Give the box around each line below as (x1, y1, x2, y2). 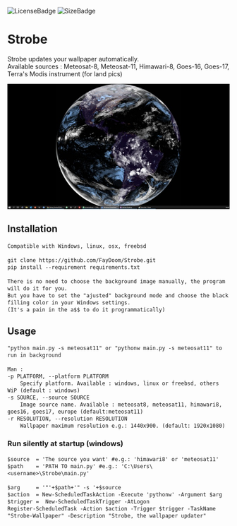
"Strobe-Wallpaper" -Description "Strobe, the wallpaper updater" (7, 512, 207, 519)
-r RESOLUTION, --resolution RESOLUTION (7, 415, 128, 423)
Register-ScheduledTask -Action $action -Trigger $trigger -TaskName (7, 505, 217, 512)
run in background (7, 352, 61, 359)
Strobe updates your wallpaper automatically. (7, 54, 140, 63)
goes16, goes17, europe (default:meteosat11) (7, 408, 143, 416)
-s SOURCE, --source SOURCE (7, 394, 90, 402)
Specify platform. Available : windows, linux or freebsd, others (20, 380, 219, 388)
